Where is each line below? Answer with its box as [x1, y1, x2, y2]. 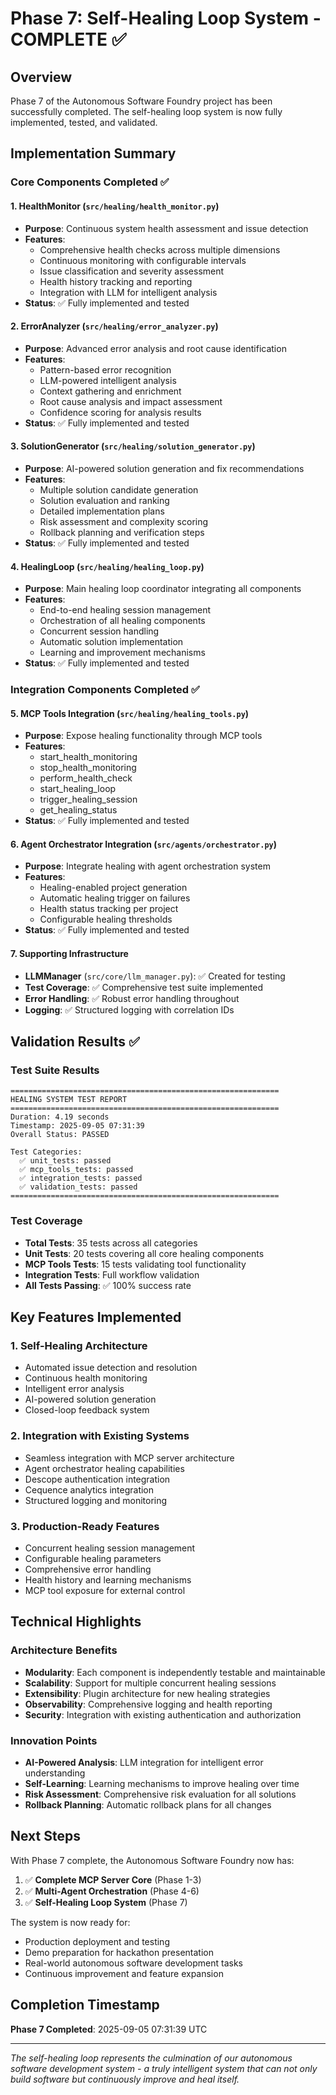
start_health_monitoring [39, 751, 138, 763]
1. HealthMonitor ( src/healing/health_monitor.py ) [10, 200, 220, 212]
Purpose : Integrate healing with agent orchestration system [24, 860, 271, 872]
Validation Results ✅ [10, 1033, 140, 1051]
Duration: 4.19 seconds [10, 1112, 110, 1122]
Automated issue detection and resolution [24, 1362, 198, 1374]
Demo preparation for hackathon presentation [24, 1946, 214, 1958]
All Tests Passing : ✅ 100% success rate [24, 1279, 192, 1291]
